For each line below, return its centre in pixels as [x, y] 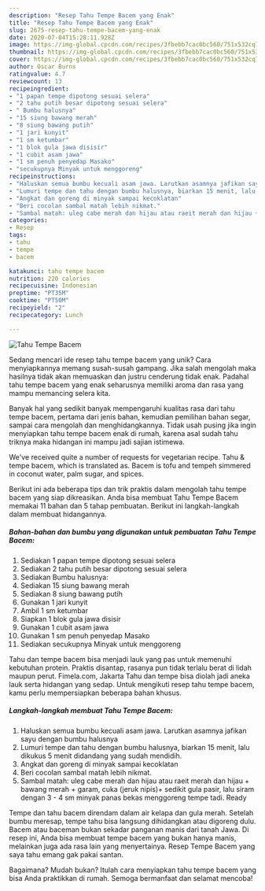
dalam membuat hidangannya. [58, 514]
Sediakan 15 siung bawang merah [75, 585]
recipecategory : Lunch [46, 315]
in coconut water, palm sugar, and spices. [76, 474]
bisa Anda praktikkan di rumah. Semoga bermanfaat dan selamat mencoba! [131, 878]
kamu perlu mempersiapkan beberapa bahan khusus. [95, 693]
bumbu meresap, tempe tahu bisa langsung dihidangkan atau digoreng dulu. [132, 821]
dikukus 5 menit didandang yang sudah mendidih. [101, 756]
